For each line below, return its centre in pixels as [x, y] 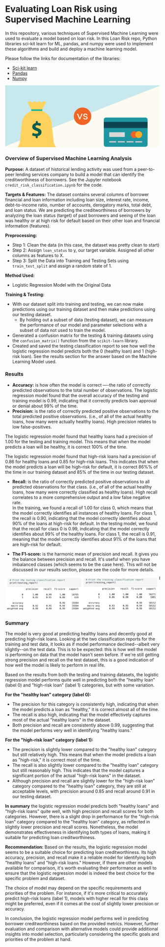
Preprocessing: [21, 235]
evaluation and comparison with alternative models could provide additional [82, 929]
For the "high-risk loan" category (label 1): [49, 740]
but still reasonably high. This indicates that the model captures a [78, 770]
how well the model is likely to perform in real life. [55, 665]
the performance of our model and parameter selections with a [83, 325]
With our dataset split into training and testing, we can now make [78, 304]
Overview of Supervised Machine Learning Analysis [69, 159]
